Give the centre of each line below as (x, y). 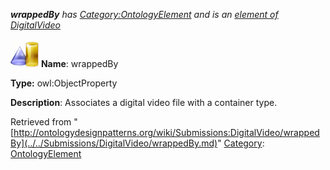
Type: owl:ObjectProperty (64, 83)
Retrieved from (41, 122)
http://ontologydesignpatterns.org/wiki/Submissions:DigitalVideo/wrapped (166, 132)
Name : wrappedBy (79, 63)
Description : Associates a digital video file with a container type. (144, 102)
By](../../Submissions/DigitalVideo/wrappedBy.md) (114, 143)
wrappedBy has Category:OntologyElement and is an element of (144, 14)
